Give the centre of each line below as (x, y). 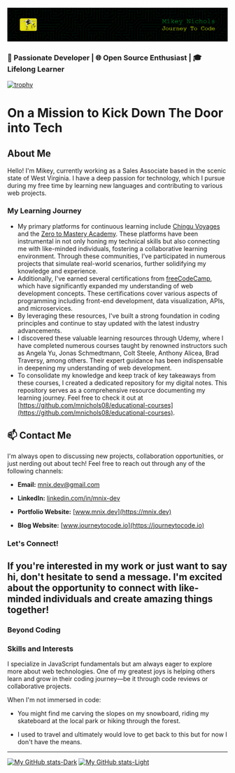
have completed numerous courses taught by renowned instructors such (122, 345)
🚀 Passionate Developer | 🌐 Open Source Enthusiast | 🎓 (105, 58)
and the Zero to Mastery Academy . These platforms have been (108, 234)
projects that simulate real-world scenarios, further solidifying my (112, 263)
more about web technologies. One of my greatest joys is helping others (111, 671)
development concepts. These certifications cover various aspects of (117, 293)
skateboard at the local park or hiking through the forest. (99, 721)
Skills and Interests (40, 648)
